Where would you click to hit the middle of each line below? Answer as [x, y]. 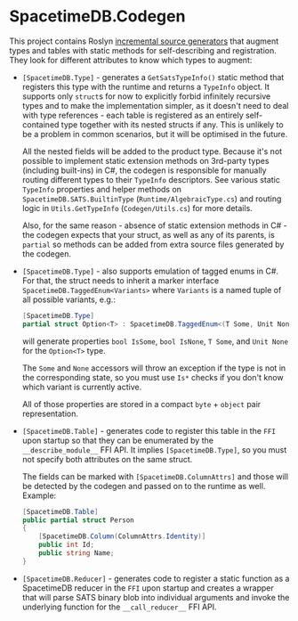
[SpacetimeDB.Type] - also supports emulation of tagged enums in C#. [150, 271]
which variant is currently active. [82, 387]
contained [40, 124]
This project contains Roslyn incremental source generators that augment [144, 41]
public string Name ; [77, 553]
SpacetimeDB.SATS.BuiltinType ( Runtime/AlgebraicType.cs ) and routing [152, 199]
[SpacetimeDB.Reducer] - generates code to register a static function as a [156, 578]
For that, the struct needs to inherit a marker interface [121, 280]
